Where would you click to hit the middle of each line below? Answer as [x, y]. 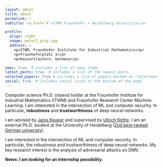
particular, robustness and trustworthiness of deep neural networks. [75, 110]
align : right [23, 36]
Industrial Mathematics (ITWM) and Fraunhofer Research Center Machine [78, 100]
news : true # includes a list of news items [52, 68]
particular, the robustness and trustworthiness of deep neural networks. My [81, 145]
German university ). [25, 130]
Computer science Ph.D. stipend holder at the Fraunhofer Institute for [74, 95]
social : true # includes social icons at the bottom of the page [73, 81]
